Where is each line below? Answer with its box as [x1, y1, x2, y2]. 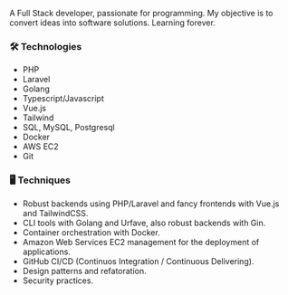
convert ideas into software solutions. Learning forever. [9, 17, 216, 28]
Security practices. [22, 275, 93, 286]
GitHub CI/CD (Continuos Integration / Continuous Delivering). [22, 255, 254, 266]
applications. [22, 246, 71, 257]
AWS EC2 [22, 141, 59, 152]
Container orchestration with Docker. [22, 226, 160, 238]
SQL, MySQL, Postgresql [22, 122, 115, 133]
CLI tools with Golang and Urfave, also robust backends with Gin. [22, 217, 266, 228]
